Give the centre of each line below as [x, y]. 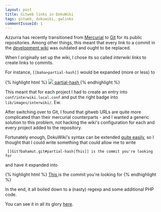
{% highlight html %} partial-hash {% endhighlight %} [63, 82]
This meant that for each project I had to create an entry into [66, 92]
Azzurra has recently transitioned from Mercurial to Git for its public [74, 37]
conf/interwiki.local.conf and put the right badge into [62, 97]
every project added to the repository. [44, 128]
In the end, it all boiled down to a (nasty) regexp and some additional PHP [80, 189]
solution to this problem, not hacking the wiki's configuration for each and [80, 123]
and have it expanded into [32, 165]
